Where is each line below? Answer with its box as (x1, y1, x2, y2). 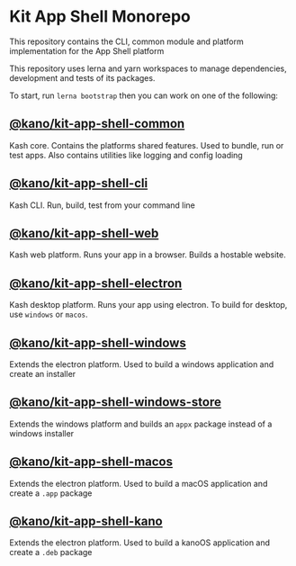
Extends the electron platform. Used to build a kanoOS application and (9, 537, 271, 548)
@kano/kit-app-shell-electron (9, 275, 183, 291)
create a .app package (9, 488, 93, 499)
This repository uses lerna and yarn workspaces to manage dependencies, (9, 63, 288, 74)
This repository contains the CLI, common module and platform (9, 36, 245, 47)
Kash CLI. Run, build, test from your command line (9, 200, 196, 211)
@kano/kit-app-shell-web (9, 225, 159, 240)
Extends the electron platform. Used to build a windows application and (9, 359, 274, 370)
